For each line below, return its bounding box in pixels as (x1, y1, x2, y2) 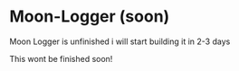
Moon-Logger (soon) (9, 6, 170, 27)
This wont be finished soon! (9, 53, 113, 64)
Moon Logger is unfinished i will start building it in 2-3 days (9, 36, 231, 47)
